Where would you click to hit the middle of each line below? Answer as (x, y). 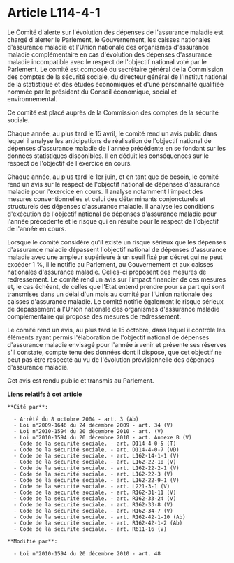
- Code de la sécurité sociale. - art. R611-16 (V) (90, 529)
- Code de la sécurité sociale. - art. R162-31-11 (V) (95, 492)
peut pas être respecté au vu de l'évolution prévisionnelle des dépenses (111, 359)
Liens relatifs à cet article (45, 394)
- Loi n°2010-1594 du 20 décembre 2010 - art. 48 (87, 553)
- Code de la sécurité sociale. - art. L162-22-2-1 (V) (96, 468)
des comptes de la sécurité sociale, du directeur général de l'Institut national (117, 76)
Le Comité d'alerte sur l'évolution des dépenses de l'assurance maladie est (115, 32)
